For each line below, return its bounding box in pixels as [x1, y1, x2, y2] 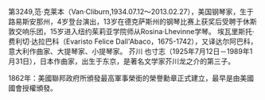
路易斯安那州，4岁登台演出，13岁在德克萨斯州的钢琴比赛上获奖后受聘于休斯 [8, 17, 257, 26]
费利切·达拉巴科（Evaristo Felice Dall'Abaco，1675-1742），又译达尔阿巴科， [8, 37, 258, 46]
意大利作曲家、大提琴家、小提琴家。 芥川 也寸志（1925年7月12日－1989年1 [8, 47, 253, 56]
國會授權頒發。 [8, 83, 57, 93]
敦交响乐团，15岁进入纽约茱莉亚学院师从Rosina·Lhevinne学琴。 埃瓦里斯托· [8, 27, 255, 36]
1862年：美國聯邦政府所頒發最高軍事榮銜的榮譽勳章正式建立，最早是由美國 [8, 74, 255, 83]
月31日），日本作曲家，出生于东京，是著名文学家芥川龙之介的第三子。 [8, 56, 236, 66]
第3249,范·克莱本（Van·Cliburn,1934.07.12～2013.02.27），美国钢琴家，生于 [8, 7, 254, 16]
